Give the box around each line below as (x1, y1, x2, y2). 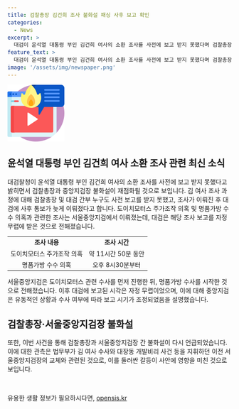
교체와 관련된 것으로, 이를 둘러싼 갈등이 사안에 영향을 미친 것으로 (49, 356, 228, 365)
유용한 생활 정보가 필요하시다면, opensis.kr (7, 394, 127, 403)
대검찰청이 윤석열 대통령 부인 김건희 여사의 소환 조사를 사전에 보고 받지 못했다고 (7, 178, 228, 186)
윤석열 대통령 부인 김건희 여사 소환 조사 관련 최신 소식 (7, 157, 225, 170)
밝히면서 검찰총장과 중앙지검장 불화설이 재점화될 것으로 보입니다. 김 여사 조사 (7, 186, 221, 195)
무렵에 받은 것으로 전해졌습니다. (7, 222, 95, 230)
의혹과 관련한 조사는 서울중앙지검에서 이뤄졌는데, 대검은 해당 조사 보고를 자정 (14, 213, 228, 222)
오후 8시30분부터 (92, 260, 141, 269)
